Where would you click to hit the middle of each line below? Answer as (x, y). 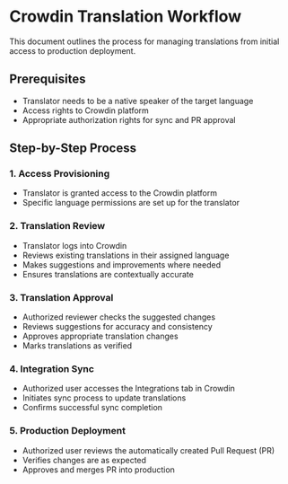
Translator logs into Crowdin (74, 245)
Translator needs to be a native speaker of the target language (138, 101)
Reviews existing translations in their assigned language (126, 255)
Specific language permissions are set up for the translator (131, 203)
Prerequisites (48, 79)
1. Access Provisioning (60, 174)
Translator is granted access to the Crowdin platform (120, 193)
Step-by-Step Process (73, 149)
